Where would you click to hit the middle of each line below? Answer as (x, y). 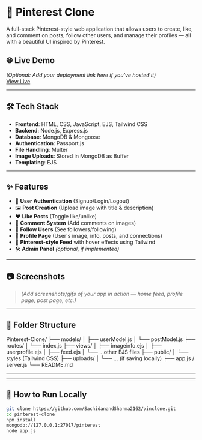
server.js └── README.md (40, 365)
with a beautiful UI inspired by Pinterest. (56, 41)
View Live (18, 81)
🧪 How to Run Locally (47, 395)
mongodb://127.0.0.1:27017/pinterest (54, 426)
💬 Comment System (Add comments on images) (75, 223)
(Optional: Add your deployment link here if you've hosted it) (81, 75)
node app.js (21, 431)
